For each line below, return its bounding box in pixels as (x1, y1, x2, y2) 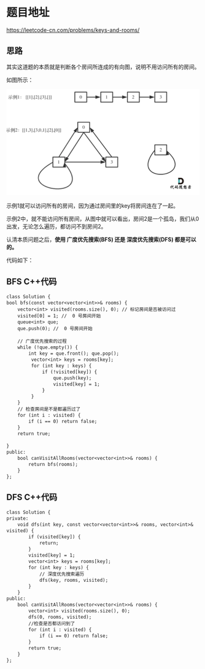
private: (6, 515, 29, 522)
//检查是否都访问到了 (28, 621, 75, 627)
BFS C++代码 (6, 276, 57, 287)
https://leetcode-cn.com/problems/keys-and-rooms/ (6, 26, 140, 34)
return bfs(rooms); (28, 462, 79, 468)
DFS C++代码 (6, 492, 58, 502)
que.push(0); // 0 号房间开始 (17, 326, 93, 332)
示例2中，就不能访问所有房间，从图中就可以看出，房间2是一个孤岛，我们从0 (6, 215, 199, 223)
